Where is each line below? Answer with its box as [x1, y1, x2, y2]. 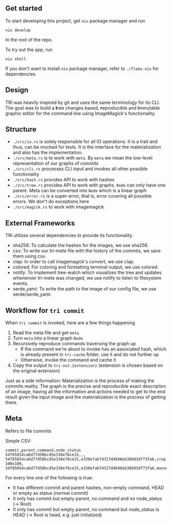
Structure [5, 125, 37, 134]
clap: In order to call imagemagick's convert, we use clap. [12, 259, 135, 265]
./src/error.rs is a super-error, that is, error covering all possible [12, 193, 152, 199]
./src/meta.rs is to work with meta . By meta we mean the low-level [12, 155, 153, 161]
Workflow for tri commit [5, 306, 84, 315]
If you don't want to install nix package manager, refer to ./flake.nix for [5, 65, 159, 71]
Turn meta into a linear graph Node [12, 335, 83, 341]
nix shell [5, 56, 27, 61]
